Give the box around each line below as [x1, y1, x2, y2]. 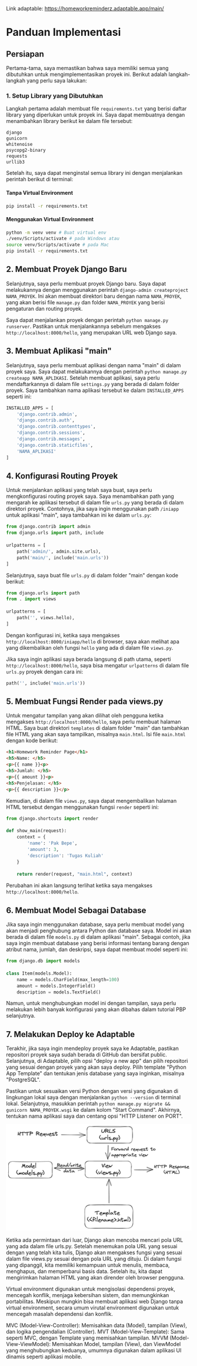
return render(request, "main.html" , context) [16, 871, 133, 878]
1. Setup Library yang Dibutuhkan [6, 91, 103, 99]
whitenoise [6, 141, 33, 148]
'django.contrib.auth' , [16, 417, 75, 423]
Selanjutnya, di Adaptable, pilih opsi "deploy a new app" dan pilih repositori [6, 1058, 188, 1065]
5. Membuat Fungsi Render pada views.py [6, 697, 163, 707]
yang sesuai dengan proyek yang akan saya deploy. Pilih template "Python [6, 1063, 187, 1071]
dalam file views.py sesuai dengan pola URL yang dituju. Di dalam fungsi [6, 1255, 182, 1262]
